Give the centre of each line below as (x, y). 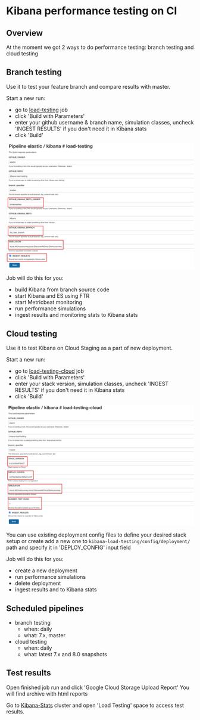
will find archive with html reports (47, 693)
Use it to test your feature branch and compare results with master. (88, 86)
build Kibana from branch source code (62, 289)
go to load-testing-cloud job (49, 371)
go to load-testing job (41, 110)
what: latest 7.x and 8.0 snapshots (65, 654)
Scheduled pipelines (45, 608)
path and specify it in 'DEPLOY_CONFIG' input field (68, 548)
